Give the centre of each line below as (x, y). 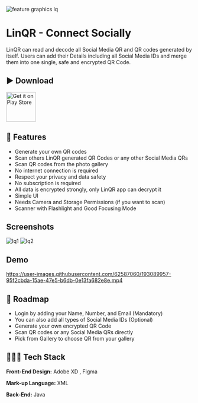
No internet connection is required (56, 170)
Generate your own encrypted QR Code (63, 326)
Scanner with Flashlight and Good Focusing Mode (75, 208)
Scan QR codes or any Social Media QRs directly (74, 332)
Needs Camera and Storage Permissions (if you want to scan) (90, 202)
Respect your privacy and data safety (60, 177)
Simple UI (26, 195)
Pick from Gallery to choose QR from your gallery (74, 339)
